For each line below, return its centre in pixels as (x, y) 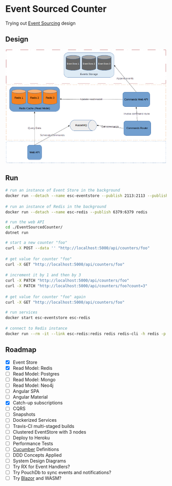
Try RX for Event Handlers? (41, 466)
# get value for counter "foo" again (46, 297)
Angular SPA (26, 391)
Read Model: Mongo (34, 380)
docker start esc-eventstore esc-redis (48, 317)
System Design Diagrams (39, 461)
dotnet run (17, 233)
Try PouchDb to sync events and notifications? (62, 473)
